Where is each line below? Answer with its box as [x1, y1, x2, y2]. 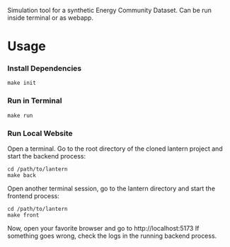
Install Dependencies [7, 64, 82, 74]
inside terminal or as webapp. [7, 13, 94, 22]
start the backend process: [7, 152, 86, 161]
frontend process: [7, 192, 60, 200]
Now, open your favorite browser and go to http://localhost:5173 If [7, 224, 200, 233]
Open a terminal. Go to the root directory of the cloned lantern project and [7, 144, 223, 153]
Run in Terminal [7, 96, 62, 105]
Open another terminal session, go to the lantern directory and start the [7, 184, 216, 193]
